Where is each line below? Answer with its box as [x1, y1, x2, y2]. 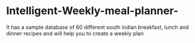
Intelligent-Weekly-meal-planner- [6, 4, 179, 18]
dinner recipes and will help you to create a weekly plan [6, 29, 144, 37]
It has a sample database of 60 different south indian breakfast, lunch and [6, 24, 189, 31]
